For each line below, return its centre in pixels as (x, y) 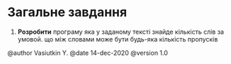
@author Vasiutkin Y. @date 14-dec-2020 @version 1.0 (88, 53)
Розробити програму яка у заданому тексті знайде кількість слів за (121, 32)
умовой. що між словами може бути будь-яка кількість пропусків (118, 39)
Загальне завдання (67, 12)
